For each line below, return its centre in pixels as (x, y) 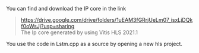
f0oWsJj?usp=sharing (48, 26)
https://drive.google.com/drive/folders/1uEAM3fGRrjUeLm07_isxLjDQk (107, 20)
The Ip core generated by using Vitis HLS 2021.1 (79, 32)
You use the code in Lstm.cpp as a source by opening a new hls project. (94, 44)
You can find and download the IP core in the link (66, 9)
